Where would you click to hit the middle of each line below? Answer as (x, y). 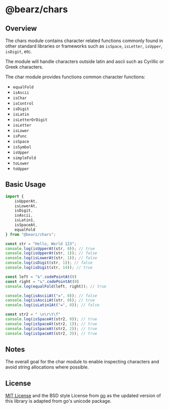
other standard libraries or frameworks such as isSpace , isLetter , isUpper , (84, 46)
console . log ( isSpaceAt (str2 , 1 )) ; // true (51, 324)
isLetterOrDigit (30, 120)
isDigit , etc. (19, 52)
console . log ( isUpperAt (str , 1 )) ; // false (51, 253)
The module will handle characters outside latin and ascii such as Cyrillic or (85, 62)
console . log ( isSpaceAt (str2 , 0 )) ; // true (51, 319)
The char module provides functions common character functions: (75, 77)
